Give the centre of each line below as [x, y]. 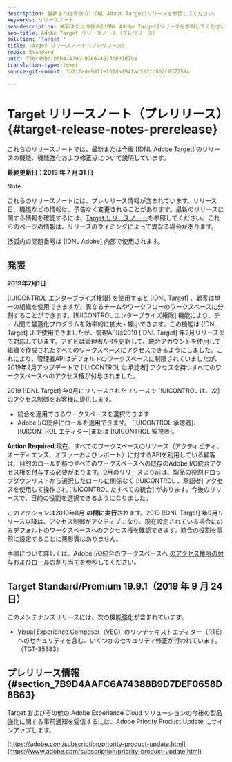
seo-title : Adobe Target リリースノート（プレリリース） [83, 33]
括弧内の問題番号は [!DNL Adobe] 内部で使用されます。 [86, 241]
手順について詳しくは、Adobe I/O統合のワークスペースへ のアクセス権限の [113, 553]
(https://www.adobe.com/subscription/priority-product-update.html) [105, 751]
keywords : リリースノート [41, 20]
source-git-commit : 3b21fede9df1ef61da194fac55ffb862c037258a [98, 71]
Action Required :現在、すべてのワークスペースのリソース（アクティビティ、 [115, 446]
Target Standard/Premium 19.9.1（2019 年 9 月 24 [115, 586]
